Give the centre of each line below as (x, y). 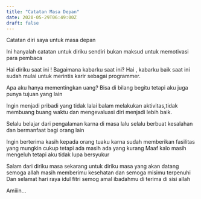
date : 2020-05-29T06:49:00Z (42, 17)
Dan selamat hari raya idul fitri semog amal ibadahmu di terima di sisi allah (98, 179)
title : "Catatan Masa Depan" (43, 12)
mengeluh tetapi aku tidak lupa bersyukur (58, 155)
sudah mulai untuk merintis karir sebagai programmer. (73, 76)
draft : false (23, 23)
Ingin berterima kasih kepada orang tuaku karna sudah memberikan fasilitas (101, 142)
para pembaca (24, 58)
